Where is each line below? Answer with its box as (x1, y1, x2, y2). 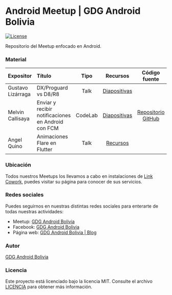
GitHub (142, 115, 160, 122)
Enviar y (36, 99, 56, 106)
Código (141, 69, 160, 77)
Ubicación (5, 161, 32, 169)
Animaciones (36, 133, 68, 140)
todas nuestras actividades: (5, 208, 64, 214)
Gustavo (8, 84, 28, 91)
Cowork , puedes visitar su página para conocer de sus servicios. (5, 178, 142, 185)
